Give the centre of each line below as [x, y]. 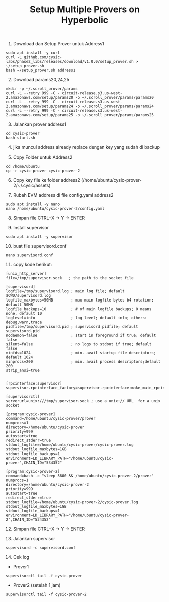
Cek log [21, 557]
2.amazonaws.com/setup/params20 [39, 97]
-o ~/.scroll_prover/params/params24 [115, 106]
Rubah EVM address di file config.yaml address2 [63, 195]
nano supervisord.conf [29, 255]
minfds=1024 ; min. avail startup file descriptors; [81, 353]
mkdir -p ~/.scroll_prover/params [42, 89]
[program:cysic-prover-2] [33, 471]
